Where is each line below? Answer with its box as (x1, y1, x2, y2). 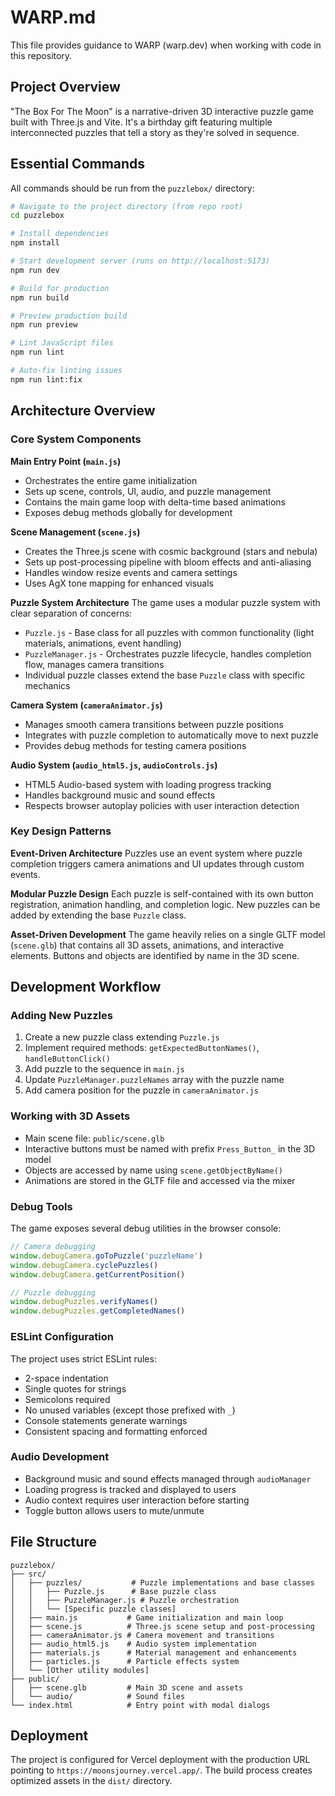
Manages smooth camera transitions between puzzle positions (24, 718, 284, 730)
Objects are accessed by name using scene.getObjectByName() (24, 1164, 283, 1176)
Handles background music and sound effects (24, 789, 216, 801)
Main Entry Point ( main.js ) (10, 455, 122, 467)
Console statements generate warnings (24, 1414, 188, 1426)
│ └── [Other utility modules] (10, 1665, 150, 1675)
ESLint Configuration (10, 1330, 114, 1344)
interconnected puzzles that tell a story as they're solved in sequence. (10, 126, 300, 138)
